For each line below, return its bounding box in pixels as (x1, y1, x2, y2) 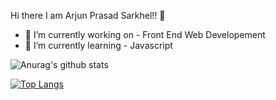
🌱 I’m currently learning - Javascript (24, 40, 173, 51)
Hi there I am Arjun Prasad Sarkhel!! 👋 (10, 10, 166, 21)
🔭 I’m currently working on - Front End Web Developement (24, 29, 266, 40)
